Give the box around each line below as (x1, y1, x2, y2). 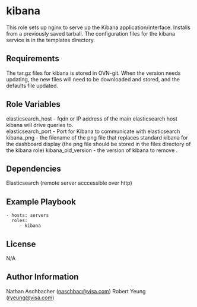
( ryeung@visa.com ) (6, 294, 55, 301)
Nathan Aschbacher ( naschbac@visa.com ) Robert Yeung (6, 287, 146, 295)
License (6, 239, 36, 249)
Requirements (6, 53, 59, 64)
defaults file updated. (6, 82, 58, 89)
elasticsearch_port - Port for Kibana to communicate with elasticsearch (6, 128, 180, 135)
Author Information (6, 272, 79, 282)
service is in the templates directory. (6, 36, 96, 43)
